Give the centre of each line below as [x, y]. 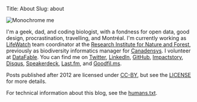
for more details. [26, 81]
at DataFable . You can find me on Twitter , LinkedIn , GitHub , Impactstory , [95, 57]
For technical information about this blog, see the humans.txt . [82, 93]
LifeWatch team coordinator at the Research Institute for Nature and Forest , [98, 44]
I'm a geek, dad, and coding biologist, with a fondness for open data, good [98, 32]
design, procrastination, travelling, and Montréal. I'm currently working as [96, 38]
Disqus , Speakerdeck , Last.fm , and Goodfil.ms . [64, 63]
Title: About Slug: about [35, 9]
